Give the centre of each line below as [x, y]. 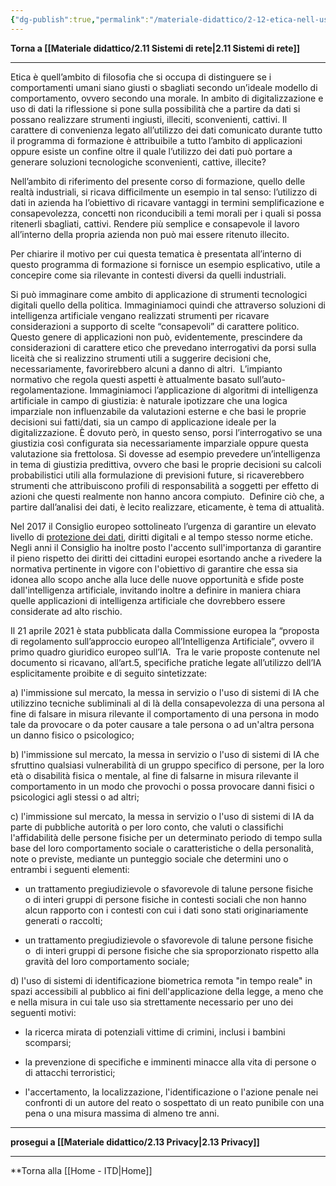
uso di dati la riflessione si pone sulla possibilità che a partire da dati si [155, 108]
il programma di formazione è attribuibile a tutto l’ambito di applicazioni [156, 140]
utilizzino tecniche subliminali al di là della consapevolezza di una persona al [167, 703]
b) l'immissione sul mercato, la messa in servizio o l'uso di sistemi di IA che [165, 754]
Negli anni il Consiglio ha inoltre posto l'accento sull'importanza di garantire [166, 547]
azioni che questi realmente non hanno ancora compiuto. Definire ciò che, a [167, 496]
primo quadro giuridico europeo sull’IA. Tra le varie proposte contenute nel [165, 652]
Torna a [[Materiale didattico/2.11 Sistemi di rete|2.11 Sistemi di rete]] [155, 48]
